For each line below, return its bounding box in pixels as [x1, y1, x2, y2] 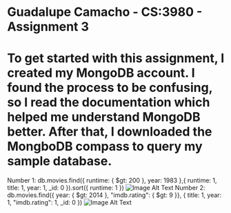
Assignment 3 [7, 19, 90, 35]
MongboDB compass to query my [7, 139, 203, 154]
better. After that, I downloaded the [7, 124, 212, 140]
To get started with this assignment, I [7, 50, 225, 66]
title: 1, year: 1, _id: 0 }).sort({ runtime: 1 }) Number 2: [7, 184, 205, 192]
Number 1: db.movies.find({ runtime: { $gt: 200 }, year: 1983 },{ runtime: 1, [7, 176, 217, 185]
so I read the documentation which [7, 95, 210, 111]
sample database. [7, 154, 112, 169]
